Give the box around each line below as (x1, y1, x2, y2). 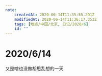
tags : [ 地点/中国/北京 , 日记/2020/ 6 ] (14, 21, 88, 27)
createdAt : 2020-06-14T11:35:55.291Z (14, 12, 95, 17)
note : (5, 7, 17, 13)
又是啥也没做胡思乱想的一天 (5, 65, 64, 71)
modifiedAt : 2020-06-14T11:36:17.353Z (14, 17, 97, 22)
